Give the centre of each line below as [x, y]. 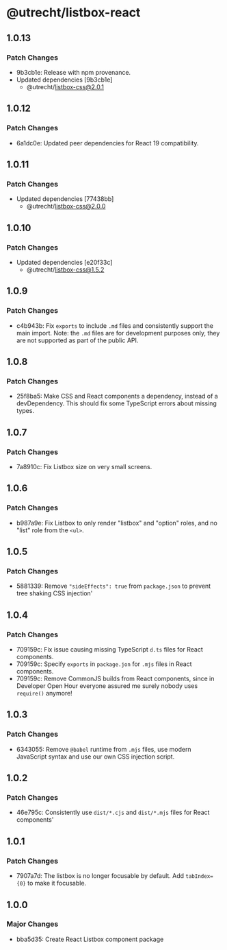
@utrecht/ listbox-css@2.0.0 [66, 206]
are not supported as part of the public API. [77, 340]
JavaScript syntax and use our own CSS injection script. [95, 757]
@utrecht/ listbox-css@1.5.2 [65, 270]
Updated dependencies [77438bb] [65, 199]
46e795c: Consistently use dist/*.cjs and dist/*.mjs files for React [113, 812]
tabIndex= [199, 877]
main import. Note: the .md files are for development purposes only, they [118, 333]
